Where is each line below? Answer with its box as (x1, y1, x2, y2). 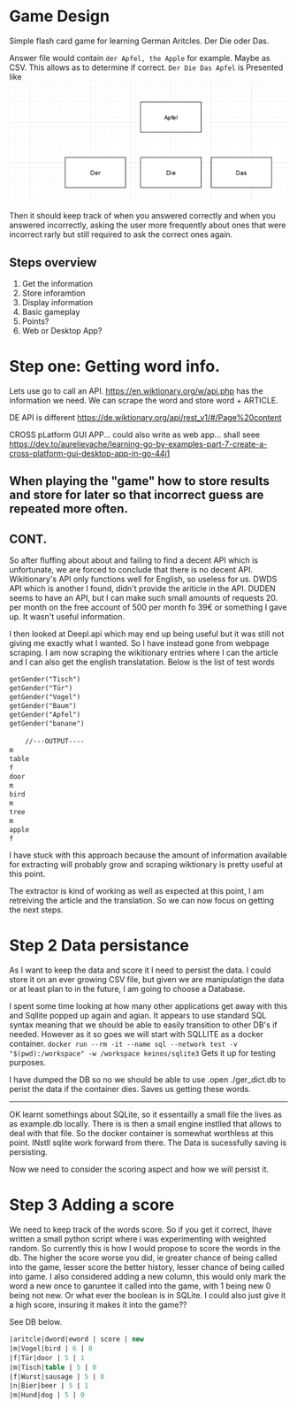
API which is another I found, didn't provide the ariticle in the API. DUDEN (9, 583, 276, 594)
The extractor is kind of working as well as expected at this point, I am (9, 886, 264, 896)
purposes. (9, 1058, 47, 1068)
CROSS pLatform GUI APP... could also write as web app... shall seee (9, 429, 261, 440)
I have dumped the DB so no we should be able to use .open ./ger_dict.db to (9, 1074, 286, 1085)
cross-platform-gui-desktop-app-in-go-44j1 (9, 449, 171, 459)
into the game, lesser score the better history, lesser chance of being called (9, 1262, 285, 1273)
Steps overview (9, 255, 97, 270)
